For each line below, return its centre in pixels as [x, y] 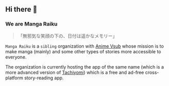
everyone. [16, 57]
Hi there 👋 [21, 9]
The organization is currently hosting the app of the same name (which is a [85, 67]
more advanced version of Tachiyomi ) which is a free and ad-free [75, 72]
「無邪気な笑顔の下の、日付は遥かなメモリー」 [67, 36]
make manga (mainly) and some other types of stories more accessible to [83, 51]
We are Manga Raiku [32, 24]
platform [14, 78]
